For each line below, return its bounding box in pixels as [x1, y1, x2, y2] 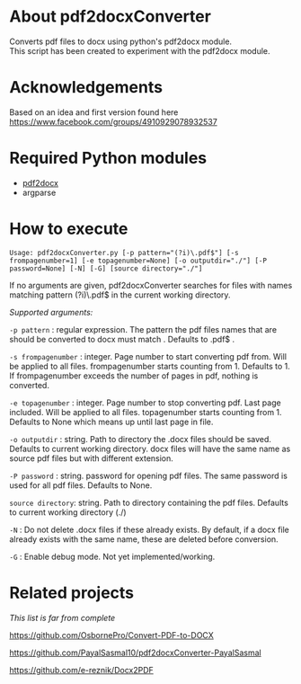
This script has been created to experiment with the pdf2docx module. [9, 45, 270, 56]
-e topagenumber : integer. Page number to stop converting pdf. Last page [9, 397, 281, 408]
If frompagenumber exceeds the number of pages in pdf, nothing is [9, 370, 259, 381]
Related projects [9, 582, 135, 603]
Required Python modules [9, 148, 208, 168]
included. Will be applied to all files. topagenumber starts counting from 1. [9, 406, 282, 417]
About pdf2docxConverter [9, 6, 211, 27]
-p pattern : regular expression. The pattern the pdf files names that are [9, 324, 277, 334]
